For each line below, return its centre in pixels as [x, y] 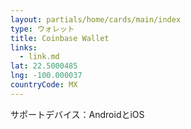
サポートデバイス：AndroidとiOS [77, 114]
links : [24, 47]
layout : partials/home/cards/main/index [96, 19]
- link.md [39, 57]
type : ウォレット [42, 29]
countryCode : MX [44, 85]
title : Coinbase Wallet [60, 38]
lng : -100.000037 [46, 76]
